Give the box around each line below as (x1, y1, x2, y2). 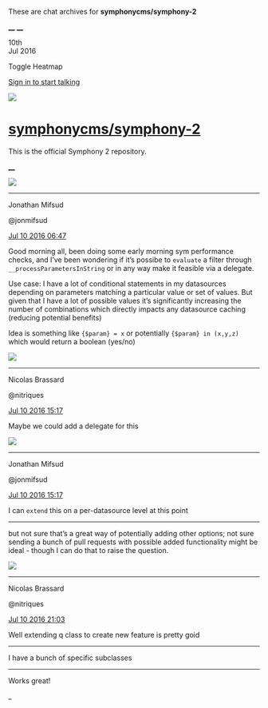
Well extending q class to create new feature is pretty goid (8, 630, 200, 639)
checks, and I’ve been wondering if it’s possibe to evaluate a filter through (8, 255, 253, 265)
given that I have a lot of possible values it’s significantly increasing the (8, 296, 242, 305)
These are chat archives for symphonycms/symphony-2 (8, 7, 197, 16)
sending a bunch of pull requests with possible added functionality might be (8, 537, 258, 547)
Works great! (8, 675, 51, 686)
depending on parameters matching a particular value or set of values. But (8, 287, 253, 296)
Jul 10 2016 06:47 (8, 231, 67, 241)
